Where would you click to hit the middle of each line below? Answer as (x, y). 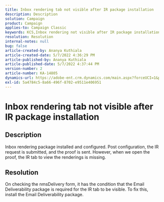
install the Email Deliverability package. (44, 195)
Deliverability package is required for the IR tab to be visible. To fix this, (77, 189)
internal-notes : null (27, 42)
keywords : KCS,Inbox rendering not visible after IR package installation (83, 32)
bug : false (16, 46)
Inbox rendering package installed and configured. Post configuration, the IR (82, 147)
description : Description (31, 14)
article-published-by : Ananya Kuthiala (46, 60)
